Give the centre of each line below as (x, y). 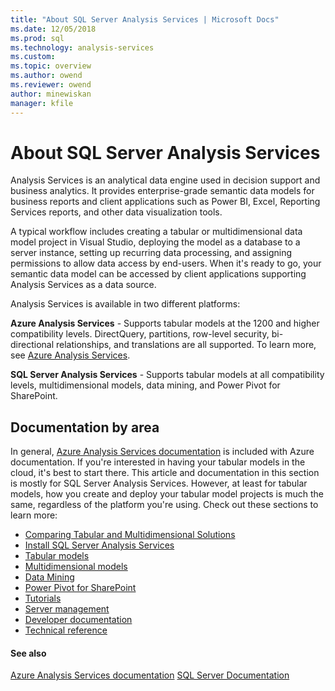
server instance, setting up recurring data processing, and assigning (151, 253)
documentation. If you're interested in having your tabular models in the (158, 462)
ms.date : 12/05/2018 (53, 29)
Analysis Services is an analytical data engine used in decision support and (165, 180)
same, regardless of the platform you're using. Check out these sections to (164, 505)
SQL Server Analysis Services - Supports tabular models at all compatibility (167, 375)
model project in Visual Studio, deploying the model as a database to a (155, 242)
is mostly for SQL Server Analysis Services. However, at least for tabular (159, 483)
